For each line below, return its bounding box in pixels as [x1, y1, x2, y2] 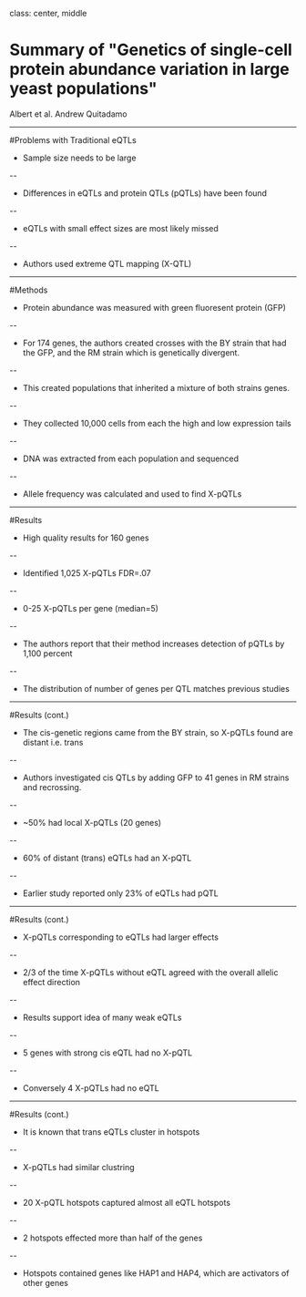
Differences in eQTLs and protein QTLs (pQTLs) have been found [22, 187, 267, 199]
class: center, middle [9, 8, 87, 18]
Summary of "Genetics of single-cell [9, 40, 293, 60]
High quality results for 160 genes [22, 532, 149, 543]
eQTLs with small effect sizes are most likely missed [22, 222, 219, 233]
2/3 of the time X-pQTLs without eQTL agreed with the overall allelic [22, 966, 279, 978]
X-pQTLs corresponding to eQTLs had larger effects [22, 932, 219, 942]
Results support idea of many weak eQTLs [22, 1012, 182, 1023]
